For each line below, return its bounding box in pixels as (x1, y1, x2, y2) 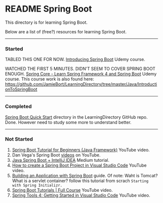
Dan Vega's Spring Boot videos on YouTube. (12, 152, 101, 158)
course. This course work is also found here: (5, 76, 95, 82)
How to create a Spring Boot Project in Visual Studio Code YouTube (12, 162, 147, 168)
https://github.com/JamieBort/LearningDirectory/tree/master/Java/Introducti (5, 81, 157, 87)
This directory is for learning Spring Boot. (5, 19, 88, 25)
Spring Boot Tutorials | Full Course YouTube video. (12, 187, 113, 193)
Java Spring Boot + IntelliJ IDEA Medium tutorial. (12, 157, 110, 163)
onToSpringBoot (5, 86, 37, 93)
